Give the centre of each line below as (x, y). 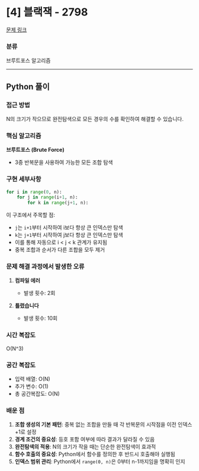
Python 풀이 (28, 86)
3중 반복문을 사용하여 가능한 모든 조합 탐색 (64, 162)
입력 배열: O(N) (32, 379)
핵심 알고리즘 (24, 136)
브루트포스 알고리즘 (28, 60)
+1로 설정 (25, 432)
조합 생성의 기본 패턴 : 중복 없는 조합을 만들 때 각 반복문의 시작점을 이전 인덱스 (103, 425)
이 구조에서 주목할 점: (31, 215)
